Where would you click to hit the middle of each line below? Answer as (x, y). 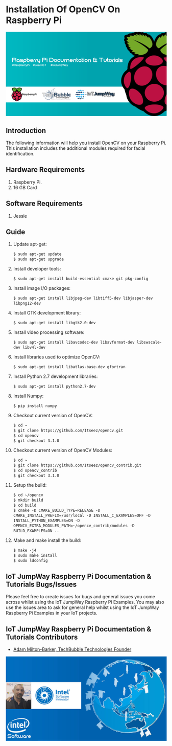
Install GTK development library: (47, 313)
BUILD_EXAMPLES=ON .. (36, 531)
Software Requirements (44, 204)
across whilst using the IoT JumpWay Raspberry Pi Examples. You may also (85, 602)
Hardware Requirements (45, 170)
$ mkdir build (28, 500)
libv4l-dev (34, 348)
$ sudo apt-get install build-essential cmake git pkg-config (81, 279)
